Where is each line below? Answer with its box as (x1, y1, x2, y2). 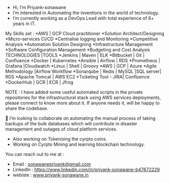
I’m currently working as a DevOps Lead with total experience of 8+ (12, 15, 154, 21)
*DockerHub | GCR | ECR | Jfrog (5, 79, 74, 85)
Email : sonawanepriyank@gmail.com (12, 161, 91, 167)
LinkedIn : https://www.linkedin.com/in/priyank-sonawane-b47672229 (12, 167, 160, 172)
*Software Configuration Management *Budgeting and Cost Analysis (5, 47, 151, 53)
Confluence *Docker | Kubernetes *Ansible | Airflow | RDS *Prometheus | (5, 58, 160, 63)
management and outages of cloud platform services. (5, 126, 118, 132)
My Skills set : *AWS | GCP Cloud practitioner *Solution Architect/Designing (5, 31, 164, 36)
